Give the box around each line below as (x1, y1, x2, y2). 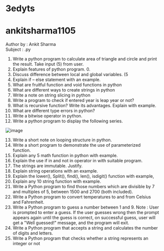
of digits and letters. (12, 230, 53, 236)
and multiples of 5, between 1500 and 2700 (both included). (12, 189, 133, 195)
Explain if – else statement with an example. (12, 77, 101, 83)
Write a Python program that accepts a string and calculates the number (12, 225, 158, 231)
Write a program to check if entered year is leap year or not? (12, 97, 134, 103)
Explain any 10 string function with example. (12, 178, 102, 184)
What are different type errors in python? (12, 108, 95, 114)
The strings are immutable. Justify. (12, 163, 83, 169)
